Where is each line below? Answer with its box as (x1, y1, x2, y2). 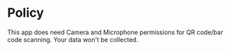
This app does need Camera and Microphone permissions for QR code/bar (7, 28, 223, 36)
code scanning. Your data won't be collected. (7, 35, 139, 43)
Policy (7, 5, 44, 21)
